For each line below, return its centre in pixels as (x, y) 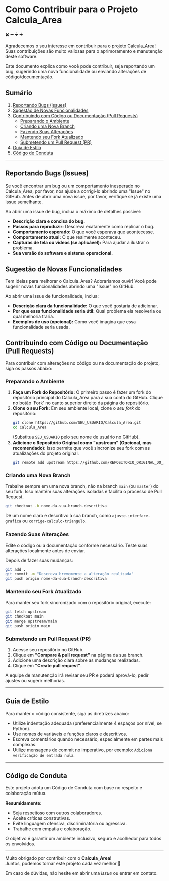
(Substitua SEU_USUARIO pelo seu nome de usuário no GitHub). (76, 437)
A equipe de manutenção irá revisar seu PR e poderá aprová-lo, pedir (77, 675)
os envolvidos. (20, 844)
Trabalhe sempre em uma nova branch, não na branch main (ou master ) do (82, 486)
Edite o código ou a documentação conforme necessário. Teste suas (76, 545)
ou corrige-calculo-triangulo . (54, 521)
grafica (13, 521)
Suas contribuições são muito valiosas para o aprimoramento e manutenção (84, 51)
